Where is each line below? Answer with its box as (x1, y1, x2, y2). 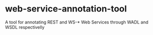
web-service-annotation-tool (5, 3, 127, 14)
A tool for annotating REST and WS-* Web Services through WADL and (5, 19, 149, 25)
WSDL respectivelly (5, 24, 45, 30)
